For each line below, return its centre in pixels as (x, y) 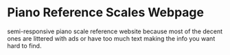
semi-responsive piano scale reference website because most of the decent (115, 31)
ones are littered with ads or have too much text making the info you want (111, 38)
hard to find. (24, 45)
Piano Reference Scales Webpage (106, 13)
